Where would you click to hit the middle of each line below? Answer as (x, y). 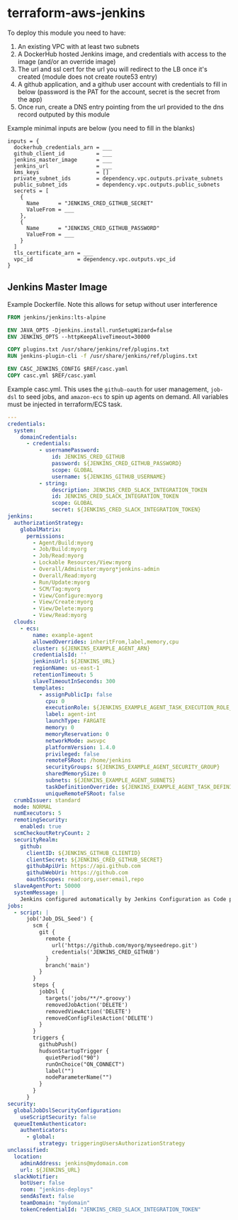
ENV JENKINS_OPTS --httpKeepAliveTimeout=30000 (79, 337)
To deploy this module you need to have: (67, 33)
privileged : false (72, 754)
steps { (44, 985)
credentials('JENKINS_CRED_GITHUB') (106, 952)
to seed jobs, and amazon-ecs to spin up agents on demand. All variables (124, 396)
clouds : (25, 622)
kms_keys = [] (62, 172)
